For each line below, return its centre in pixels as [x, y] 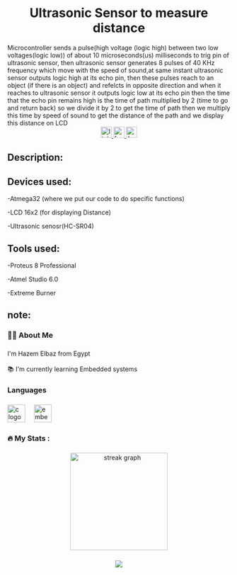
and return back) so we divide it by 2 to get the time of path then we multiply [119, 108]
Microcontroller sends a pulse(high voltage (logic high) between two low [113, 47]
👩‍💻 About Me [30, 336]
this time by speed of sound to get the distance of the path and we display [116, 115]
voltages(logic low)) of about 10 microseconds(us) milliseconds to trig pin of [118, 55]
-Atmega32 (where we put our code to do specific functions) [96, 199]
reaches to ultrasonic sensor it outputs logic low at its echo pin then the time [118, 93]
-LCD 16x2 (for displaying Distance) [59, 212]
